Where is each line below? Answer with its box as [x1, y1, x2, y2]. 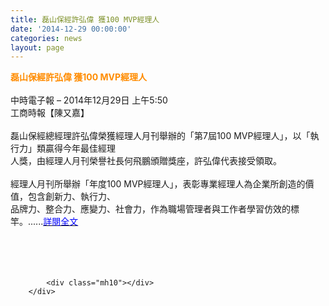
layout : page [10, 42, 65, 53]
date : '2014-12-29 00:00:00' [10, 24, 132, 34]
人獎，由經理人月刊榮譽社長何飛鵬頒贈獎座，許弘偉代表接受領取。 [10, 155, 282, 167]
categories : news [10, 33, 83, 43]
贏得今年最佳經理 [44, 142, 116, 155]
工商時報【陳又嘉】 [10, 107, 90, 119]
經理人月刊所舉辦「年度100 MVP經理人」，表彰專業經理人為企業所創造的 [10, 178, 306, 190]
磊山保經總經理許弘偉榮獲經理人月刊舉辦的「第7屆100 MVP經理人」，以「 [10, 130, 311, 142]
